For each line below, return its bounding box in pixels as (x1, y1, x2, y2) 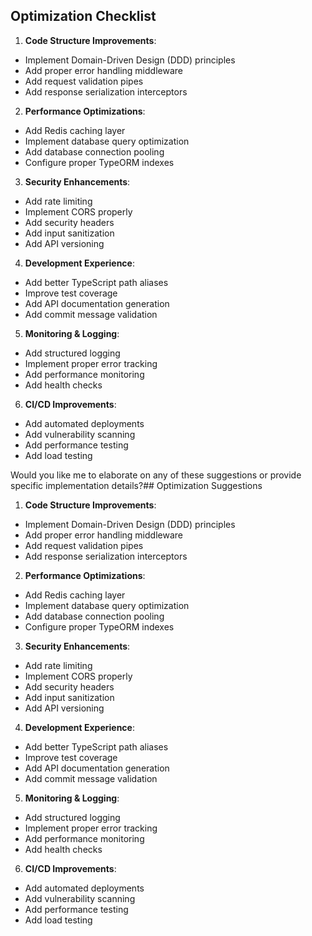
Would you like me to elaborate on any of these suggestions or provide (10, 469, 302, 481)
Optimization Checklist (10, 8, 157, 25)
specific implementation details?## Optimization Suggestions (10, 479, 263, 491)
